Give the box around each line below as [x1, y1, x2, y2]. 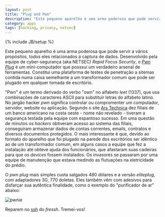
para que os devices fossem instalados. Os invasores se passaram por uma [5, 152, 158, 158]
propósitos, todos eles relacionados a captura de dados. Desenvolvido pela [5, 54, 158, 59]
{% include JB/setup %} [5, 39, 54, 45]
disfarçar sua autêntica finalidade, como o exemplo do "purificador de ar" [5, 182, 154, 188]
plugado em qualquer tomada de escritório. [5, 80, 93, 86]
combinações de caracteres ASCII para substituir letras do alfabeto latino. [5, 94, 155, 101]
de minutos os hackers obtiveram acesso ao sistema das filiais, [5, 121, 133, 127]
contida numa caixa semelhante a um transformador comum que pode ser [5, 75, 155, 81]
